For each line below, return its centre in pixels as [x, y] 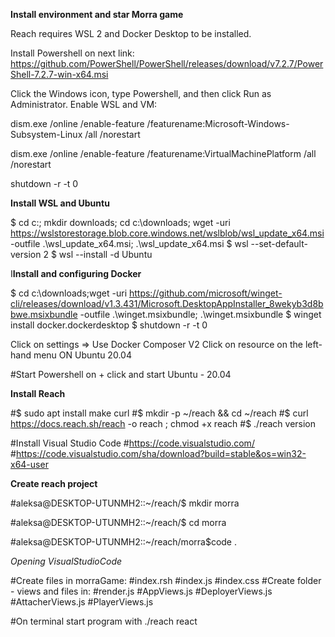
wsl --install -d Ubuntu [105, 254]
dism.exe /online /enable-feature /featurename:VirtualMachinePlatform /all [163, 153]
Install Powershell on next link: [72, 53]
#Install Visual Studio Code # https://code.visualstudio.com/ [132, 443]
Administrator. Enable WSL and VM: [84, 104]
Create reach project [54, 483]
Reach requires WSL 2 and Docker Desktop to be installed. [131, 33]
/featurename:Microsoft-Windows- [218, 123]
